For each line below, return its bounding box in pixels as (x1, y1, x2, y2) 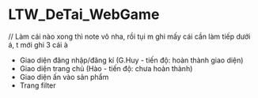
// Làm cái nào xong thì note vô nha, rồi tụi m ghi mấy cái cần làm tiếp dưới (8, 32, 251, 41)
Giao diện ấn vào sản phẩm (19, 72, 109, 81)
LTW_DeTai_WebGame (8, 6, 160, 24)
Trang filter (19, 81, 57, 90)
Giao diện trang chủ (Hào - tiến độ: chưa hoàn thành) (19, 63, 193, 73)
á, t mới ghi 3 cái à (8, 40, 69, 49)
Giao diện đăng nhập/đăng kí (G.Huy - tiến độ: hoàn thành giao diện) (19, 55, 244, 65)
